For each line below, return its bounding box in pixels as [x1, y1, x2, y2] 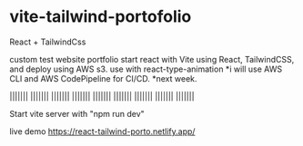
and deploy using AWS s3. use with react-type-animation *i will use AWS [9, 63, 283, 74]
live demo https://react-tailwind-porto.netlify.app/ [9, 125, 196, 137]
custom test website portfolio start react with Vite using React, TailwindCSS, [9, 54, 295, 64]
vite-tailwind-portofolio [9, 6, 192, 27]
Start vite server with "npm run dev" [9, 108, 146, 119]
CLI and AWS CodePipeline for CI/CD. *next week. [9, 73, 197, 83]
